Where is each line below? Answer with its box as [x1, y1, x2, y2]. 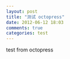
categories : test [6, 30, 48, 36]
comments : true [6, 25, 43, 31]
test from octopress [6, 46, 54, 53]
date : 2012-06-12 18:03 [6, 19, 64, 25]
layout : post [6, 8, 38, 15]
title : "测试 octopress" [6, 14, 65, 20]
